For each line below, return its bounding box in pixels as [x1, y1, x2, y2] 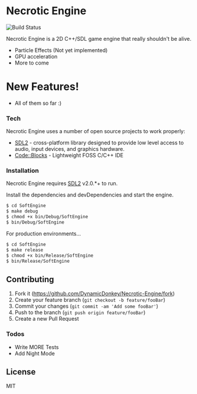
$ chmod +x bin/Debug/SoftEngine [6, 214, 88, 220]
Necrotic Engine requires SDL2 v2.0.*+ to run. [6, 180, 118, 187]
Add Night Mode [14, 350, 55, 357]
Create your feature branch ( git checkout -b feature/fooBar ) [14, 296, 166, 303]
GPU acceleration [14, 53, 58, 60]
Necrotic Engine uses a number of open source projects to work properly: [6, 128, 186, 135]
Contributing [6, 274, 54, 285]
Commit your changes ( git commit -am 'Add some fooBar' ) [14, 303, 159, 310]
